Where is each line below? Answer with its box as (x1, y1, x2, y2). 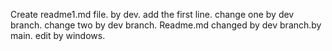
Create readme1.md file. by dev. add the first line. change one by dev (10, 9, 295, 20)
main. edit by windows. (10, 30, 106, 41)
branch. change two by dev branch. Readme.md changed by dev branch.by (10, 19, 322, 31)
